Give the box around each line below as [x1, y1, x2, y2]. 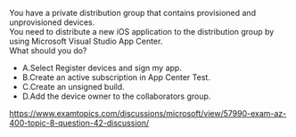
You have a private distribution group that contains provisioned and [9, 8, 257, 18]
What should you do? [9, 45, 87, 56]
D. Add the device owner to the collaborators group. [21, 91, 211, 101]
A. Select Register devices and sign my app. [21, 62, 183, 73]
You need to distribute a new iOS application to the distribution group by [9, 27, 275, 36]
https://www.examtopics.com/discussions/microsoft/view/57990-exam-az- [9, 109, 287, 118]
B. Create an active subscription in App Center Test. [21, 72, 211, 83]
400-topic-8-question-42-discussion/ [9, 117, 150, 128]
